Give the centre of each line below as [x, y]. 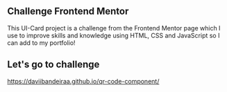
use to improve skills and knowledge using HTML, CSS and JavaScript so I [113, 35]
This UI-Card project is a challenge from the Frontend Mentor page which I [114, 28]
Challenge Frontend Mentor [68, 11]
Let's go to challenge [53, 65]
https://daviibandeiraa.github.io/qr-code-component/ [83, 81]
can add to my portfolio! [41, 43]
